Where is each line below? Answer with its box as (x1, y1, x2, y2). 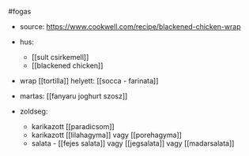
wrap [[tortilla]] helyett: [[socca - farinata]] (19, 76, 159, 85)
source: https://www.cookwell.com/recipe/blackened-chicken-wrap (19, 22, 241, 31)
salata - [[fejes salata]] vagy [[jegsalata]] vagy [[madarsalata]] (31, 139, 235, 148)
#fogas (8, 7, 32, 16)
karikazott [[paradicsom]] (31, 122, 115, 131)
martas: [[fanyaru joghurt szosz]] (19, 91, 128, 101)
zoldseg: (19, 106, 48, 116)
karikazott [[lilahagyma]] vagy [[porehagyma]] (31, 130, 182, 139)
